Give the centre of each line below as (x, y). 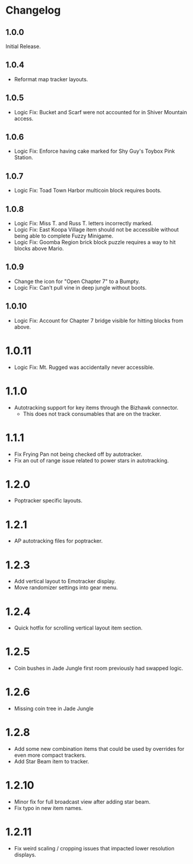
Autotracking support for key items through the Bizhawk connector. (96, 407)
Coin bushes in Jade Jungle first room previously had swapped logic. (99, 668)
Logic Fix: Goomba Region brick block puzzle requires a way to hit (95, 242)
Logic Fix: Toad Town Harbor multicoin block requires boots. (88, 191)
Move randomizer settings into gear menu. (66, 587)
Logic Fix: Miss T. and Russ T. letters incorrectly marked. (83, 223)
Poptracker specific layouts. (48, 500)
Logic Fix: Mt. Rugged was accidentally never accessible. (84, 367)
